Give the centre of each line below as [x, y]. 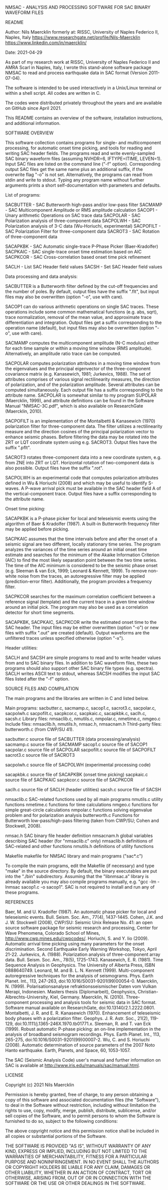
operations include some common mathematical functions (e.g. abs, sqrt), [81, 312]
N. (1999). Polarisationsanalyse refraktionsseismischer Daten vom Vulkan [81, 986]
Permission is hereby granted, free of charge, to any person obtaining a [79, 1094]
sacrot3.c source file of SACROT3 [40, 755]
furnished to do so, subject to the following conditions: [61, 1121]
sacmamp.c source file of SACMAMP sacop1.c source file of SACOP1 [76, 744]
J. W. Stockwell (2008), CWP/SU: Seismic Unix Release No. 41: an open [79, 922]
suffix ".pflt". [18, 448]
